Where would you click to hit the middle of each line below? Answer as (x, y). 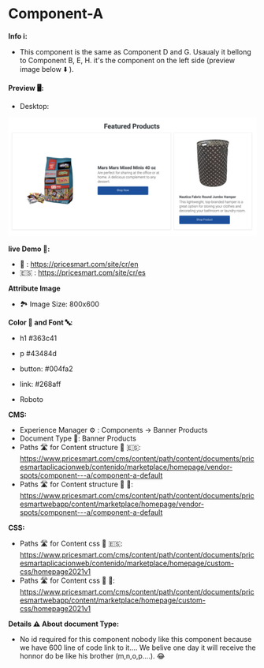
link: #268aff (40, 385)
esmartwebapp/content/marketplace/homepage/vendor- (112, 504)
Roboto (31, 400)
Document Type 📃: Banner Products (78, 438)
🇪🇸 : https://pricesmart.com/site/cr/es (82, 272)
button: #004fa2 (46, 369)
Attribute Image (34, 288)
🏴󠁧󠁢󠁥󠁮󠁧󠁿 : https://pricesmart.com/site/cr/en (79, 265)
